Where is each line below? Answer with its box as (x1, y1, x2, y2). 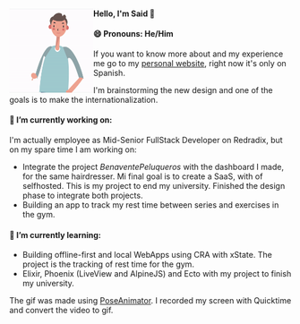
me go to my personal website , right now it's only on (93, 57, 287, 68)
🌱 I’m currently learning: (9, 229, 101, 240)
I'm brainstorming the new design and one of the (93, 84, 273, 95)
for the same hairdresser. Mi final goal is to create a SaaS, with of (21, 171, 263, 182)
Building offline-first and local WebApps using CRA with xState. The (21, 250, 273, 260)
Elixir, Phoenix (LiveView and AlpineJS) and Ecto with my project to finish (21, 269, 292, 279)
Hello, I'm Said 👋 (93, 8, 155, 19)
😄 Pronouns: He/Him (93, 29, 174, 39)
